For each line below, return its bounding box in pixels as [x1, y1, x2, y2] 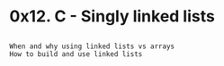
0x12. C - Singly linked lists [9, 6, 216, 27]
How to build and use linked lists [9, 49, 143, 59]
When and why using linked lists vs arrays [9, 42, 175, 51]
